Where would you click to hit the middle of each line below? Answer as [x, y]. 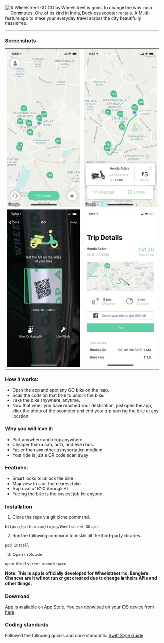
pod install [17, 545]
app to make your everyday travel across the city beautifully [81, 18]
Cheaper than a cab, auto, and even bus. [53, 444]
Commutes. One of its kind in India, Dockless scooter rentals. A [74, 13]
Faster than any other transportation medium [57, 450]
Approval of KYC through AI [40, 489]
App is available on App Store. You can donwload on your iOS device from [80, 607]
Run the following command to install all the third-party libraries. [77, 536]
